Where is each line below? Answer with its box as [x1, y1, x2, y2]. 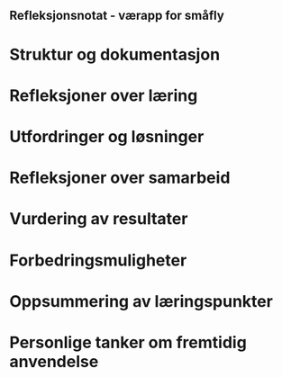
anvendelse [9, 351, 99, 372]
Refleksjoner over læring [9, 85, 198, 105]
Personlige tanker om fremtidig [9, 332, 248, 353]
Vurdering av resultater [9, 209, 188, 229]
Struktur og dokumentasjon [9, 44, 221, 65]
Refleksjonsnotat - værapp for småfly [9, 8, 225, 23]
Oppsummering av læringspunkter [9, 291, 273, 311]
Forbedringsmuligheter [9, 250, 187, 270]
